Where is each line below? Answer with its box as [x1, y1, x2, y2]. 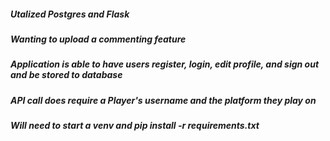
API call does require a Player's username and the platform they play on [10, 94, 317, 106]
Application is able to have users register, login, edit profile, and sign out [10, 58, 320, 70]
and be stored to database [10, 69, 123, 81]
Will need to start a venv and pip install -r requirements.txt [10, 120, 260, 132]
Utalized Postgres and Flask [10, 8, 130, 20]
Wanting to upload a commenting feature [10, 33, 187, 45]
